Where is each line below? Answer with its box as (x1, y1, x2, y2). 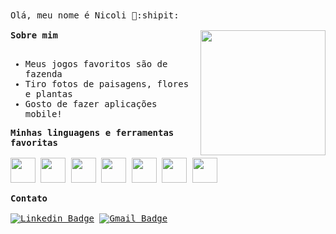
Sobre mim (10, 30, 58, 41)
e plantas (24, 89, 73, 99)
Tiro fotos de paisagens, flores (24, 79, 190, 89)
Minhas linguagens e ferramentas (10, 127, 175, 138)
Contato (10, 193, 48, 204)
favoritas (10, 137, 58, 148)
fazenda (24, 69, 63, 79)
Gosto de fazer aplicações (24, 99, 158, 109)
